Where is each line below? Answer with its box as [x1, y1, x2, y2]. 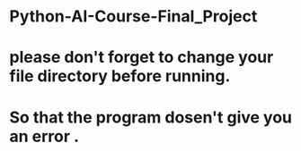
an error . [9, 126, 79, 147]
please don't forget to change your [9, 47, 274, 68]
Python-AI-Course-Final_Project [9, 6, 258, 27]
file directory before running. [9, 66, 231, 87]
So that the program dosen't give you [9, 107, 293, 127]
